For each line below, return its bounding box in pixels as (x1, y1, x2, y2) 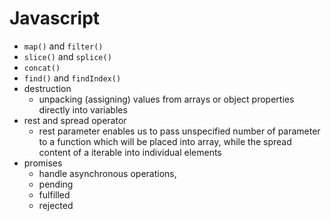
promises (23, 157, 63, 169)
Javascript (9, 7, 101, 30)
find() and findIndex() (23, 72, 122, 84)
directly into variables (38, 103, 128, 116)
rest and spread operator (23, 114, 127, 126)
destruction (23, 82, 72, 94)
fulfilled (38, 188, 71, 201)
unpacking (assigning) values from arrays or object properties (38, 93, 295, 105)
